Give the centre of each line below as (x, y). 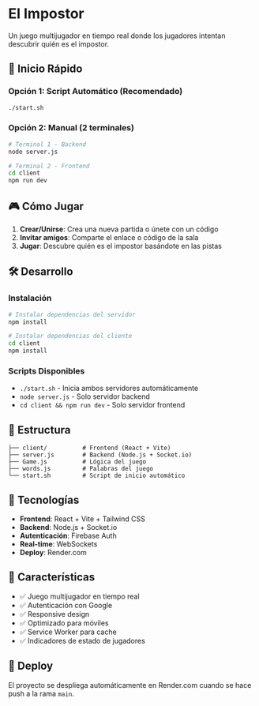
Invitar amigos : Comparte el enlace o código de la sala (109, 237)
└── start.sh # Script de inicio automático (97, 476)
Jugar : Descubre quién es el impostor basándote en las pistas (121, 246)
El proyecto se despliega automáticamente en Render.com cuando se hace (130, 685)
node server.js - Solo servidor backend (84, 396)
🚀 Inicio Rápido (45, 69)
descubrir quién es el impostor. (58, 43)
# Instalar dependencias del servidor (72, 314)
